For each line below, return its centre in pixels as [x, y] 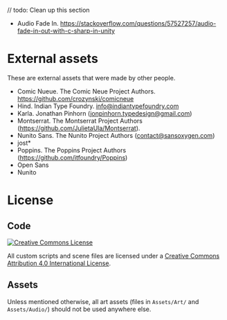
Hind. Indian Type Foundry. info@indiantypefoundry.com [98, 106]
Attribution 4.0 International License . [59, 263]
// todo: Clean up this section [48, 10]
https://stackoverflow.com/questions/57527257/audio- [138, 23]
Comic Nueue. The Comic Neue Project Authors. [86, 91]
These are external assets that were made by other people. [91, 78]
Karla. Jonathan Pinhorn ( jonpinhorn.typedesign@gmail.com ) [105, 113]
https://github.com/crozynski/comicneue [75, 98]
